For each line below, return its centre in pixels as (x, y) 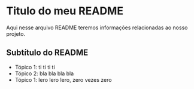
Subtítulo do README (47, 53)
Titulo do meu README (65, 11)
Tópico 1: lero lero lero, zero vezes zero (63, 79)
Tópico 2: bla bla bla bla (44, 73)
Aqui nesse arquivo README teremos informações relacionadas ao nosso (97, 27)
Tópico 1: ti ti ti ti (35, 67)
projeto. (16, 33)
